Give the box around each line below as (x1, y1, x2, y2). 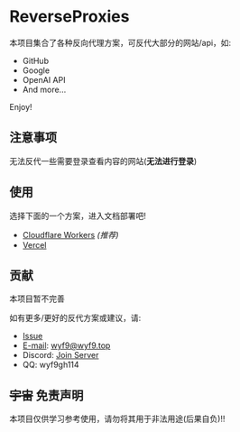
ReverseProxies (9, 6, 130, 27)
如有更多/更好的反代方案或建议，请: (9, 313, 142, 324)
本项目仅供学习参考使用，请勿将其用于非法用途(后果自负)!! (9, 413, 226, 425)
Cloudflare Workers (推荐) (22, 229, 119, 240)
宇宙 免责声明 (9, 388, 84, 403)
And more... (22, 84, 67, 95)
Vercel (22, 239, 47, 250)
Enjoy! (9, 101, 33, 112)
